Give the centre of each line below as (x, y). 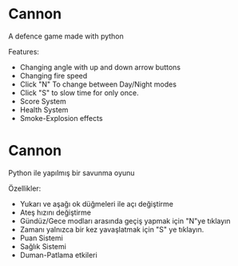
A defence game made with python (66, 36)
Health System (44, 110)
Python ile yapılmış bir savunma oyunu (71, 172)
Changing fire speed (54, 75)
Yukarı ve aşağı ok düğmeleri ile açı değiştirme (97, 204)
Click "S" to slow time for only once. (79, 92)
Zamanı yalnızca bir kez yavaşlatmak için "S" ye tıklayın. (112, 229)
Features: (24, 51)
